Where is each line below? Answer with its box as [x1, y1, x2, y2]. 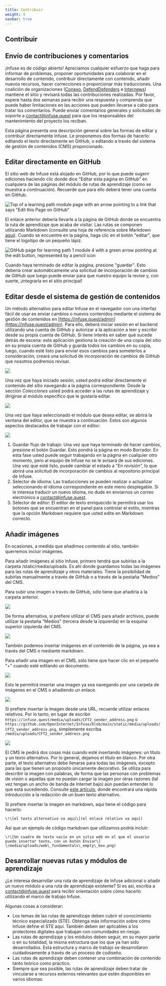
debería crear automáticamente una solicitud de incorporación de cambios [5, 267, 158, 273]
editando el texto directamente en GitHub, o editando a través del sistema [5, 138, 156, 144]
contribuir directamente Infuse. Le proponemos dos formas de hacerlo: [5, 133, 150, 139]
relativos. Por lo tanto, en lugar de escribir [5, 711, 91, 717]
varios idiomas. [12, 976, 44, 982]
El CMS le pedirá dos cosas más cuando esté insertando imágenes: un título [5, 749, 161, 755]
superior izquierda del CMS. [5, 624, 62, 630]
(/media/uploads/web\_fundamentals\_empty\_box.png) [5, 843, 116, 848]
